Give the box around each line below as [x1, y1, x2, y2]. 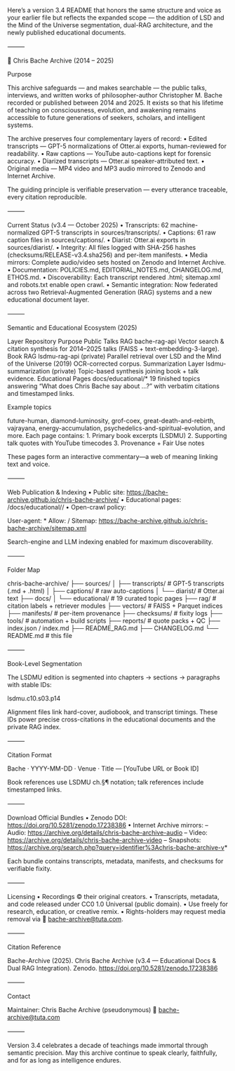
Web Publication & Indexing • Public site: [7, 488, 125, 496]
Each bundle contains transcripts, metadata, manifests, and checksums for [7, 857, 224, 865]
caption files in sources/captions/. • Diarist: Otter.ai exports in [7, 236, 186, 244]
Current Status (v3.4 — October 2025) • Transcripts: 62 [7, 221, 169, 229]
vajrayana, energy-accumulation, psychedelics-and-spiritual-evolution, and [7, 424, 226, 432]
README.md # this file [7, 632, 72, 639]
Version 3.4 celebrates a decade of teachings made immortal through [7, 1042, 208, 1049]
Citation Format [7, 751, 53, 759]
